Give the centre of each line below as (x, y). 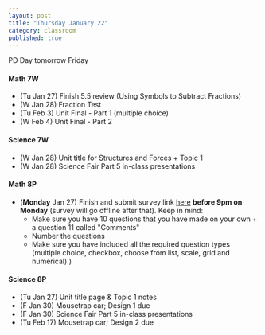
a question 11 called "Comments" (86, 227)
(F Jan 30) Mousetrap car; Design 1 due (85, 306)
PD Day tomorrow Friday (49, 60)
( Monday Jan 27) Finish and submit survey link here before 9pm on (131, 202)
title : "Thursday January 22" (58, 23)
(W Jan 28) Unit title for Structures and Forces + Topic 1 (111, 158)
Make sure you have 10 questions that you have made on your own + (144, 219)
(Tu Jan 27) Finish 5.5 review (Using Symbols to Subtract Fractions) (130, 96)
